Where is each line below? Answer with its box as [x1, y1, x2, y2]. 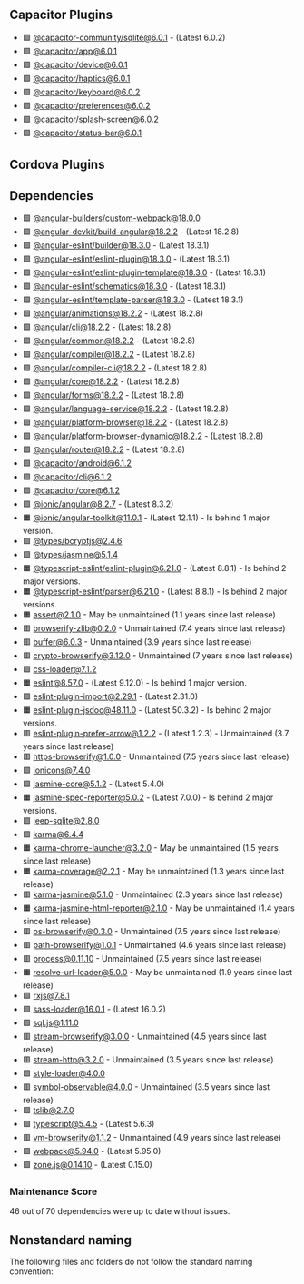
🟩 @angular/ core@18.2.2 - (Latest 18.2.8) [22, 376, 180, 387]
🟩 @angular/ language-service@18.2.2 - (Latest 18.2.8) [22, 403, 229, 414]
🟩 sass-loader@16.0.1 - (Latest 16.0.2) [22, 1003, 166, 1015]
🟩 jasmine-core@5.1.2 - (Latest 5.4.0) [22, 778, 165, 789]
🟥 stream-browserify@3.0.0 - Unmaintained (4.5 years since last [22, 1031, 267, 1042]
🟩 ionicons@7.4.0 [22, 765, 91, 775]
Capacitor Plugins [9, 7, 113, 23]
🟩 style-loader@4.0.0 [22, 1068, 106, 1079]
